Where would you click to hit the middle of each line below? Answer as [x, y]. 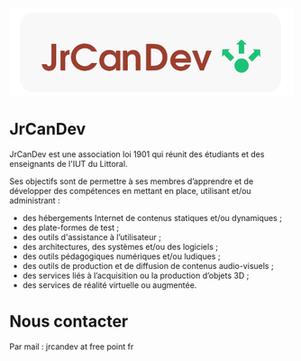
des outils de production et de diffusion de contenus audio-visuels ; [148, 265]
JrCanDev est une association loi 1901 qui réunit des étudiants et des [137, 154]
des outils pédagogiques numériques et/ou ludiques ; [121, 256]
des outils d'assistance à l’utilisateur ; [92, 236]
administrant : [35, 200]
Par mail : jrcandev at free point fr [72, 347]
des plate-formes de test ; [71, 227]
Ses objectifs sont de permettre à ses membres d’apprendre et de [132, 181]
